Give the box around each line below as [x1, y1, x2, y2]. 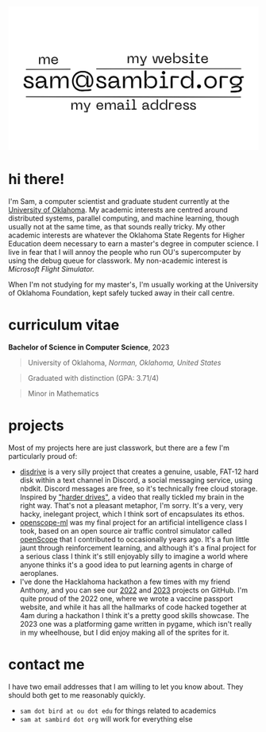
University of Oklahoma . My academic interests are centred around [8, 205, 228, 214]
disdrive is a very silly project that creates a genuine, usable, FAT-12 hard [19, 467, 260, 476]
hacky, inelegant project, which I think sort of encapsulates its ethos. [19, 509, 245, 519]
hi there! [8, 170, 65, 189]
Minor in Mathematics [27, 389, 99, 398]
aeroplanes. [19, 568, 59, 577]
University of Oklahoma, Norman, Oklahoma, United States [27, 358, 222, 367]
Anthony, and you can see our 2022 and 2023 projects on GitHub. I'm [19, 585, 249, 595]
